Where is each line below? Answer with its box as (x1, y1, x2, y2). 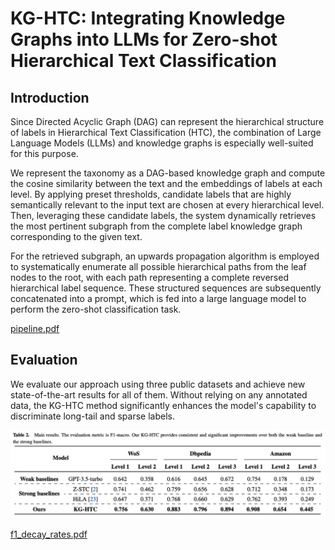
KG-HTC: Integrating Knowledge (10, 7, 286, 30)
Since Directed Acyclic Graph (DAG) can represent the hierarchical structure (10, 116, 325, 127)
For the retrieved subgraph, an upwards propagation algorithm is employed (10, 250, 320, 262)
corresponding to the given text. (10, 231, 143, 242)
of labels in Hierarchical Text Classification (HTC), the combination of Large (10, 127, 322, 138)
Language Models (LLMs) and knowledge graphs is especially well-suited (10, 137, 314, 149)
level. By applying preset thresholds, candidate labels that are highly (10, 188, 292, 200)
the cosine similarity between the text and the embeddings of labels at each (10, 178, 323, 189)
